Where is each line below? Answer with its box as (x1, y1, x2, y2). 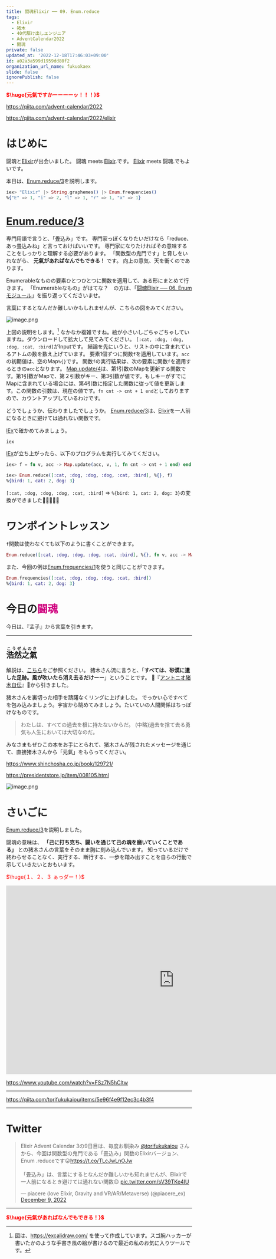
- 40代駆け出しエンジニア (11, 31, 66, 37)
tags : (6, 14, 19, 20)
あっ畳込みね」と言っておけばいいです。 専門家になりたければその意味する (6, 242, 188, 249)
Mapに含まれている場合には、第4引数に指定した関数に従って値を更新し (6, 380, 180, 387)
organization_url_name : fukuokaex (6, 63, 91, 70)
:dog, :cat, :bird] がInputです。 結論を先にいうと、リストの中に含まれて (6, 343, 186, 350)
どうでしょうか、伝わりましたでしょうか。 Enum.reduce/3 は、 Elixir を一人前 (6, 407, 191, 415)
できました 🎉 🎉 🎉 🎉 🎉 (16, 497, 60, 504)
